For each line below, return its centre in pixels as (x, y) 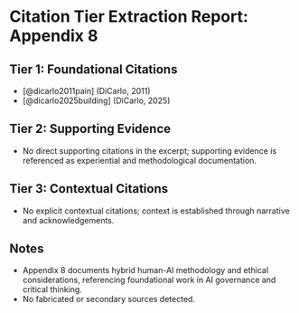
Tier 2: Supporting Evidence (90, 129)
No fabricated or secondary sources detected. (109, 299)
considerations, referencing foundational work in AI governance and (149, 280)
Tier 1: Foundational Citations (93, 69)
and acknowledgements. (68, 220)
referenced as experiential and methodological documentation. (140, 160)
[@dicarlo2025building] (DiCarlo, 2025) (96, 100)
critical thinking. (52, 289)
